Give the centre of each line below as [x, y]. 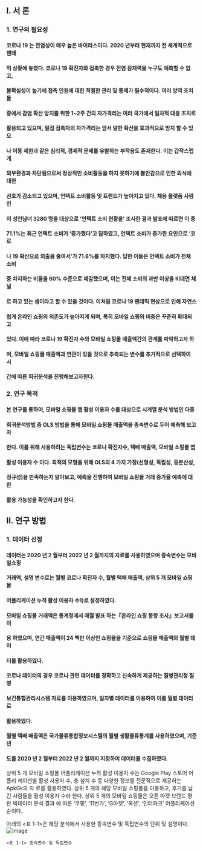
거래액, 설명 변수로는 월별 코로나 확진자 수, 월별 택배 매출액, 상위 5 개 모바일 [94, 578]
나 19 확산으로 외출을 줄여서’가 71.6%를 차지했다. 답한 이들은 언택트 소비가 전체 [99, 256]
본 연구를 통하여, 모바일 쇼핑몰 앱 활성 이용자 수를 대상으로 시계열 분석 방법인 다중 [101, 409]
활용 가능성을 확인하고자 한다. [41, 500]
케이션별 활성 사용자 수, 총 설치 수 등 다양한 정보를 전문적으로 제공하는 [99, 781]
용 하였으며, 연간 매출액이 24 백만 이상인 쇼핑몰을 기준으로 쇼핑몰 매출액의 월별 [98, 638]
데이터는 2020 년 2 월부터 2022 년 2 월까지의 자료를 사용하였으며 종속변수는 [96, 555]
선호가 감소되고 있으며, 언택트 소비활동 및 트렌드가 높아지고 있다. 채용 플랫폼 [95, 196]
